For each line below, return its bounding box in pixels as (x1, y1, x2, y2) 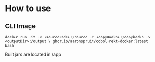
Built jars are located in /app (5, 51, 62, 57)
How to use (5, 3, 51, 14)
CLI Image (5, 22, 36, 30)
